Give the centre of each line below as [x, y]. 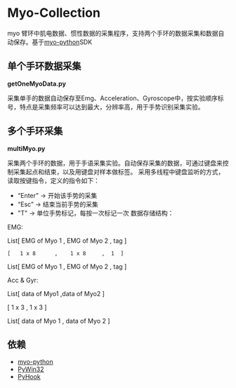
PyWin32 [31, 369]
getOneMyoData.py [37, 83]
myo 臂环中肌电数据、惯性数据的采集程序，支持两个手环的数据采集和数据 [113, 33]
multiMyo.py [26, 148]
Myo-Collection [54, 13]
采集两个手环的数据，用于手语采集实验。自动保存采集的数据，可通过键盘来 [115, 163]
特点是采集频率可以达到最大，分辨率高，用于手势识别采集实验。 [112, 107]
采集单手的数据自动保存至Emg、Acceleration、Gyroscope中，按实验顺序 [112, 98]
